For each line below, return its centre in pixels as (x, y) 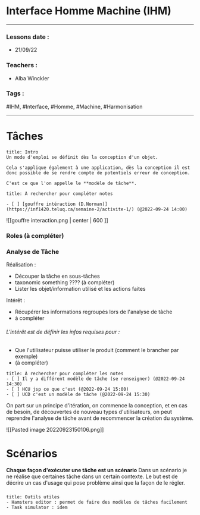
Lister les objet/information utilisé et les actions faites (80, 288)
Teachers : (22, 65)
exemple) (26, 357)
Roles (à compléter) (35, 235)
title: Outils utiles (33, 497)
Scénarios (32, 454)
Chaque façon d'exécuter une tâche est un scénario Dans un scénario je (97, 470)
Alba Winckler (32, 78)
